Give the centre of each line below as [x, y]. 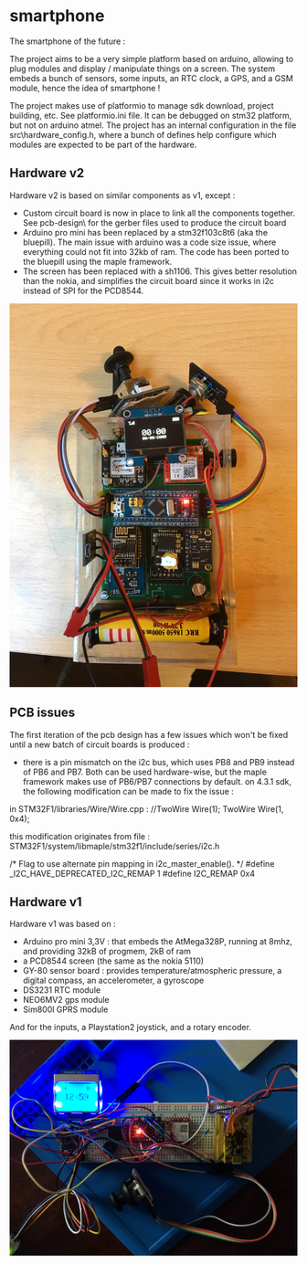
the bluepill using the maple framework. [97, 261]
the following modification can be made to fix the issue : [128, 791]
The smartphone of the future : [68, 41]
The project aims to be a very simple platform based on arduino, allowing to [152, 58]
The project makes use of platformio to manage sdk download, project [142, 105]
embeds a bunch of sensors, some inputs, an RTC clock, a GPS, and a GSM [152, 78]
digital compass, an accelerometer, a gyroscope [113, 980]
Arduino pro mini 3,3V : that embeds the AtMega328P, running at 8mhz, [158, 942]
